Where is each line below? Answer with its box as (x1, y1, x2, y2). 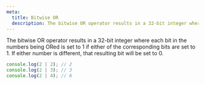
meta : (6, 8, 20, 15)
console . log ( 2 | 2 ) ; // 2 (6, 61, 72, 67)
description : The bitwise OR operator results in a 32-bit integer (12, 20, 187, 26)
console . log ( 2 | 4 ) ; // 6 (6, 73, 72, 79)
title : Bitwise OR (12, 15, 59, 21)
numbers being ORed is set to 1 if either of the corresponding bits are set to (6, 43, 196, 50)
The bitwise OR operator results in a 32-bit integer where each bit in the (6, 37, 187, 44)
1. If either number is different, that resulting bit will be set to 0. (6, 50, 164, 57)
